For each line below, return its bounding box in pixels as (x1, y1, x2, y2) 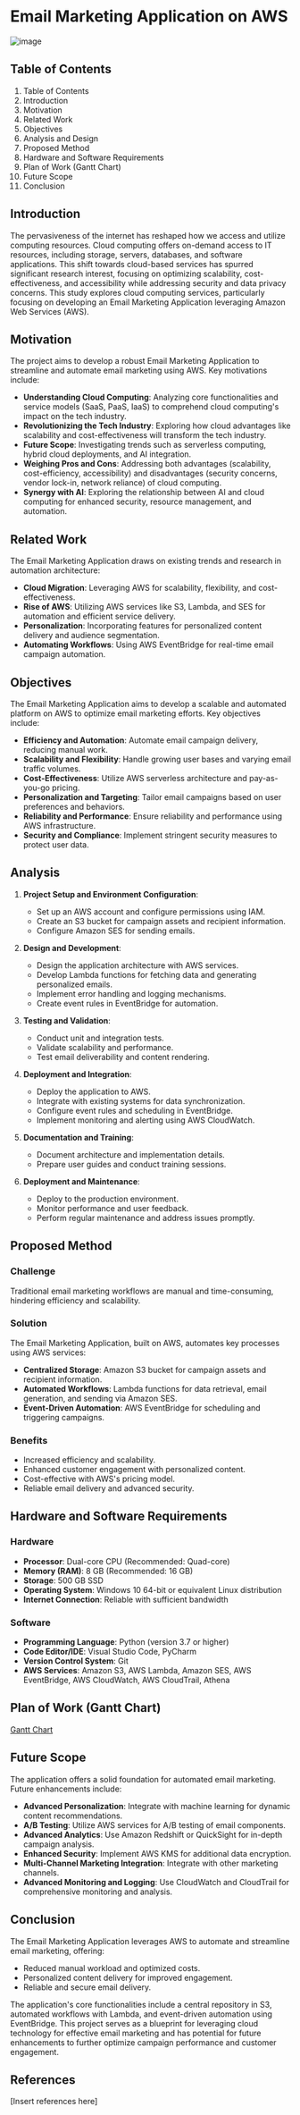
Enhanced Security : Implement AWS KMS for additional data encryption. (22, 1848, 292, 1858)
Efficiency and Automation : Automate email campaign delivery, (22, 735, 258, 746)
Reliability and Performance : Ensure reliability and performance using (22, 811, 283, 822)
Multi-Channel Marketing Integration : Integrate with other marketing (22, 1858, 279, 1868)
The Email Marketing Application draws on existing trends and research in (10, 556, 282, 567)
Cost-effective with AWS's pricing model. (22, 1473, 176, 1485)
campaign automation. (22, 649, 106, 660)
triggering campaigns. (22, 1411, 105, 1422)
